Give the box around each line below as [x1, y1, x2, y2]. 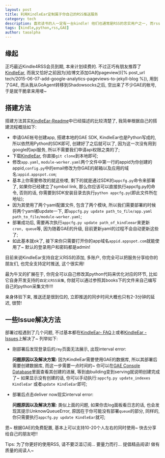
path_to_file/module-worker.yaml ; [12, 213, 82, 219]
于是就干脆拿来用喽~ [5, 88, 47, 94]
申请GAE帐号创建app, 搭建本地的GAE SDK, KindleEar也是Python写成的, [12, 134, 156, 140]
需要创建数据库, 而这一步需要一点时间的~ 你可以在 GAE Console [12, 363, 140, 369]
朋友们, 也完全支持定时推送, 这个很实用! [5, 260, 84, 266]
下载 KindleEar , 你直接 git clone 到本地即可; [12, 153, 98, 159]
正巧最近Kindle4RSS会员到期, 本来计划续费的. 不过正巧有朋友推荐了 [5, 63, 141, 69]
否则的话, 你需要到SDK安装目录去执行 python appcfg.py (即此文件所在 [19, 190, 158, 196]
